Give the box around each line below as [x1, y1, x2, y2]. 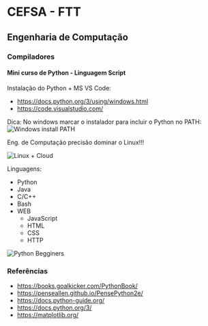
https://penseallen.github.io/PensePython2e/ [16, 289, 143, 297]
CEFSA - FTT [7, 4, 82, 20]
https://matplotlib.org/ [16, 311, 79, 318]
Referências [7, 266, 48, 275]
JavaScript [27, 214, 58, 222]
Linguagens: [7, 165, 42, 173]
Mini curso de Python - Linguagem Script [7, 69, 126, 77]
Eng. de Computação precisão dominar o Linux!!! [7, 138, 145, 146]
